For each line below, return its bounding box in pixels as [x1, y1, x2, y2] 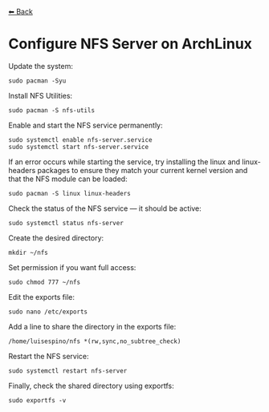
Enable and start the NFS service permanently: [8, 120, 163, 130]
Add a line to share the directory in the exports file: [8, 321, 177, 331]
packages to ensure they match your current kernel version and [37, 165, 248, 175]
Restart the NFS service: [8, 351, 90, 361]
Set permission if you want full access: [8, 262, 137, 272]
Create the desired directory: [8, 232, 104, 243]
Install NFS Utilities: [8, 91, 73, 100]
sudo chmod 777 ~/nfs [8, 278, 81, 286]
